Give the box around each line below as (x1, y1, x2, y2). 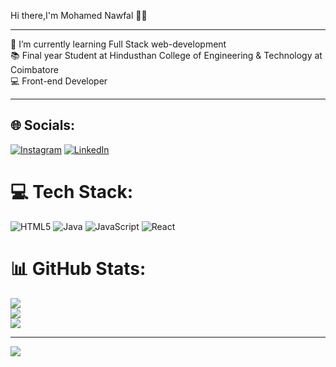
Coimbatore (10, 64, 59, 75)
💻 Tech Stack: (10, 181, 134, 203)
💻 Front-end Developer (10, 75, 108, 87)
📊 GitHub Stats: (10, 257, 147, 280)
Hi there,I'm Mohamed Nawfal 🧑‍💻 (10, 10, 148, 21)
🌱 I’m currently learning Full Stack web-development (10, 38, 227, 50)
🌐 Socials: (10, 117, 76, 134)
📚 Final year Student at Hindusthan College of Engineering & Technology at (10, 50, 323, 61)
